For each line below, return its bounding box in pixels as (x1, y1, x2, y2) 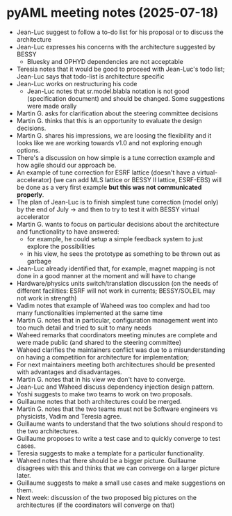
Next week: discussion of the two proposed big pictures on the (16, 493, 197, 501)
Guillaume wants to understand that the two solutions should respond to (16, 419, 223, 428)
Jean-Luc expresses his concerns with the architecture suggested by (16, 42, 216, 51)
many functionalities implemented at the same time (16, 308, 163, 317)
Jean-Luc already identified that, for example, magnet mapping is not (16, 264, 215, 273)
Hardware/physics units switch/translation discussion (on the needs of (16, 279, 219, 287)
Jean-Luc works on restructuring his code (16, 79, 138, 88)
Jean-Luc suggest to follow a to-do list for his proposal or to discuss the (16, 28, 224, 36)
